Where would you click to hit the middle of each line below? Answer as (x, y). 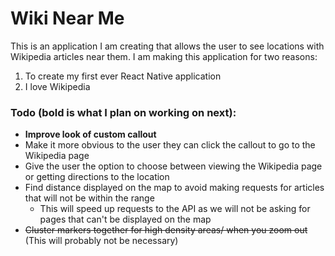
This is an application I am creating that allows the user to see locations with (167, 46)
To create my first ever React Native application (123, 76)
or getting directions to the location (97, 177)
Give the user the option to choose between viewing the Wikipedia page (173, 166)
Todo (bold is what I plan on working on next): (123, 112)
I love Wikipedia (57, 86)
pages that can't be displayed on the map (125, 219)
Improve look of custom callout (90, 134)
